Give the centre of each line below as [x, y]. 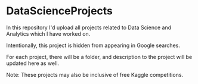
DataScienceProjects [60, 11]
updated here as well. [33, 63]
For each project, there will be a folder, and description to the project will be [99, 57]
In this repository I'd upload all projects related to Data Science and [89, 27]
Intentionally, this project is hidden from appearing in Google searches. [93, 45]
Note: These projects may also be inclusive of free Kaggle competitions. [95, 74]
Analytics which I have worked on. [48, 33]
